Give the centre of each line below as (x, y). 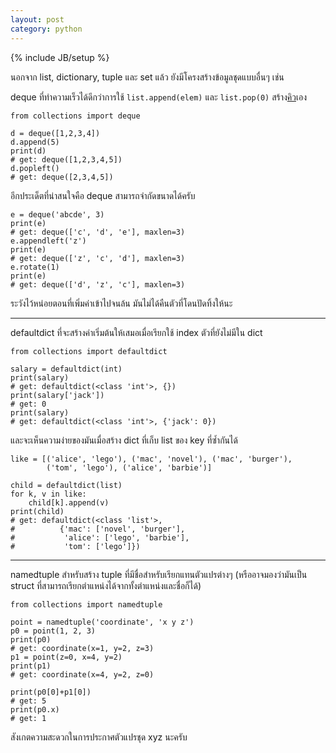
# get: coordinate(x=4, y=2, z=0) (82, 674)
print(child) (37, 511)
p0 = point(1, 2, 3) (53, 631)
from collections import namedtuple (86, 604)
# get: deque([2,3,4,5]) (62, 177)
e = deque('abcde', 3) (57, 214)
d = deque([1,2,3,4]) (55, 133)
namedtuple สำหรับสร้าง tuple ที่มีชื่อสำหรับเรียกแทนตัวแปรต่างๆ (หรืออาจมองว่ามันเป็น (159, 574)
